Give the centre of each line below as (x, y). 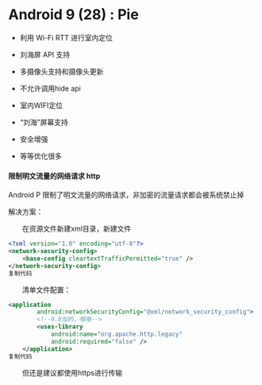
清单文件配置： (47, 290)
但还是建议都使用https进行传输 (73, 372)
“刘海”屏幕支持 (44, 122)
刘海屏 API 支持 (45, 54)
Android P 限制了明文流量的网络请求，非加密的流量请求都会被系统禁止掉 (126, 195)
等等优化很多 (40, 156)
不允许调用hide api (50, 88)
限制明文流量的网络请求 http (54, 176)
